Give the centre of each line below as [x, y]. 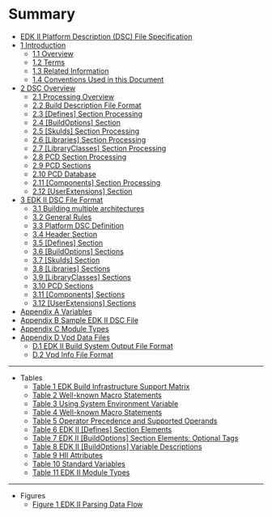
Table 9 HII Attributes [68, 455]
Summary [42, 14]
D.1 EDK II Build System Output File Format [103, 345]
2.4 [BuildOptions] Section [76, 122]
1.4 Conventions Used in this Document [98, 79]
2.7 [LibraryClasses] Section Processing [99, 148]
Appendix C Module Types [64, 328]
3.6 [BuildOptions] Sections [78, 251]
